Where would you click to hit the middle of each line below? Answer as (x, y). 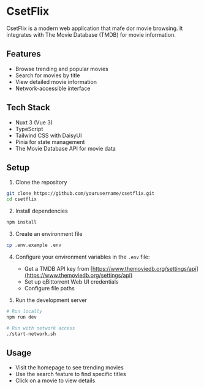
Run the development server (51, 300)
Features (24, 54)
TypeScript (29, 129)
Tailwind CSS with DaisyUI (48, 135)
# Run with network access (41, 328)
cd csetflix (21, 199)
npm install (21, 222)
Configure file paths (49, 288)
